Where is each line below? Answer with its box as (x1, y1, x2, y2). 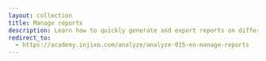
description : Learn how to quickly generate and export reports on (8, 26, 236, 34)
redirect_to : (8, 33, 51, 42)
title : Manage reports (8, 19, 83, 27)
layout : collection (8, 11, 73, 20)
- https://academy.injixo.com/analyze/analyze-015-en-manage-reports (15, 41, 249, 49)
